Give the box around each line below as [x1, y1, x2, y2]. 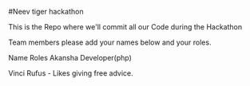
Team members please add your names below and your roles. [8, 37, 212, 47]
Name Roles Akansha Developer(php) [8, 53, 132, 62]
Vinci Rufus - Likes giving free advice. [8, 68, 133, 78]
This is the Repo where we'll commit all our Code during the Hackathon [8, 22, 243, 31]
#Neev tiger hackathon [8, 7, 84, 16]
